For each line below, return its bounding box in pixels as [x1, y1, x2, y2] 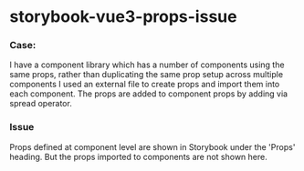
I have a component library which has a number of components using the [9, 59, 285, 70]
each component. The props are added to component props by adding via [9, 88, 288, 99]
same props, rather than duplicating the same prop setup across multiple [9, 69, 284, 80]
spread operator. [9, 98, 73, 109]
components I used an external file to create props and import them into [9, 79, 280, 90]
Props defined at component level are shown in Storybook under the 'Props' [9, 141, 296, 152]
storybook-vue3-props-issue [9, 6, 237, 27]
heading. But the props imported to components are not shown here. [9, 151, 267, 162]
